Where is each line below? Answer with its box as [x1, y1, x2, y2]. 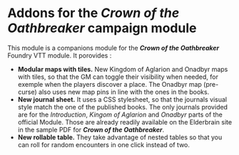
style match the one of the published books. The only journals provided [17, 102, 228, 111]
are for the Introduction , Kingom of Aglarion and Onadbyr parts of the [17, 110, 223, 119]
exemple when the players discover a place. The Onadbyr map [17, 80, 202, 88]
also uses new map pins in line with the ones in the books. [38, 87, 210, 96]
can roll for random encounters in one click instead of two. [17, 140, 190, 149]
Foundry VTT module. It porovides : [7, 51, 112, 60]
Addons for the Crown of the [7, 5, 180, 21]
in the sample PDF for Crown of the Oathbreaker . [17, 125, 165, 134]
